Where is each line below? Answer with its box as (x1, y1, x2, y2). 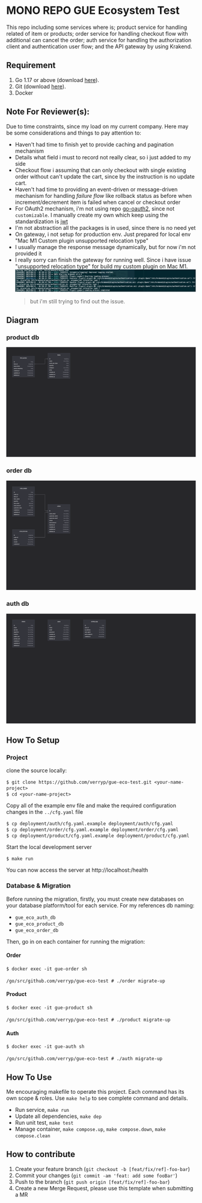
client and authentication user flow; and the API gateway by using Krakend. (6, 43, 192, 50)
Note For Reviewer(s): (6, 107, 90, 117)
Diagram (6, 315, 39, 326)
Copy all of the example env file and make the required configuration (6, 802, 176, 809)
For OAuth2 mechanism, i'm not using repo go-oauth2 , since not (14, 205, 175, 212)
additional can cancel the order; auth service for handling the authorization (6, 36, 192, 43)
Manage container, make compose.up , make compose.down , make (14, 1125, 167, 1132)
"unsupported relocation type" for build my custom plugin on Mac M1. (14, 262, 188, 270)
